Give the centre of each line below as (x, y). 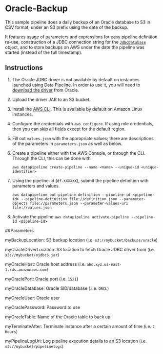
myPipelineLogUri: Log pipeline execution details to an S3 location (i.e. (76, 341)
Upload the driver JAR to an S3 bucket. (51, 99)
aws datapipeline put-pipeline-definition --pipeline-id (71, 195)
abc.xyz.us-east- (104, 264)
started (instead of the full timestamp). (44, 52)
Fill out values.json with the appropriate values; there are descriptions (83, 138)
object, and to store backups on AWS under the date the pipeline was (75, 47)
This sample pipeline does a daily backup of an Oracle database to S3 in (78, 22)
